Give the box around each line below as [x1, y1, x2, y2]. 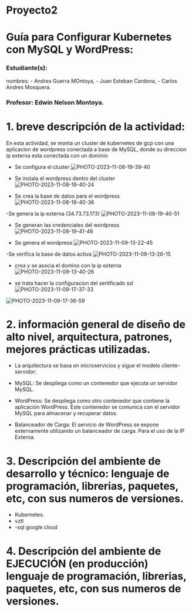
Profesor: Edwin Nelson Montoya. [6, 98, 105, 106]
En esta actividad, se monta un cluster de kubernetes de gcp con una [6, 139, 174, 146]
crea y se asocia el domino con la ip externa [14, 262, 122, 269]
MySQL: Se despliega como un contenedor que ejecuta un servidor [14, 380, 178, 387]
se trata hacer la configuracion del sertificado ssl [14, 279, 134, 286]
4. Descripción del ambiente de [6, 545, 161, 557]
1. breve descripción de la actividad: [6, 120, 186, 133]
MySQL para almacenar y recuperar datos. [14, 410, 118, 417]
